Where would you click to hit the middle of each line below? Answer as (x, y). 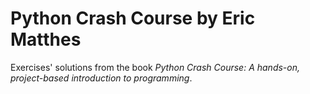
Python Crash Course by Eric (133, 18)
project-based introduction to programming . (101, 78)
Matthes (46, 39)
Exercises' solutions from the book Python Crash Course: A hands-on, (155, 67)
